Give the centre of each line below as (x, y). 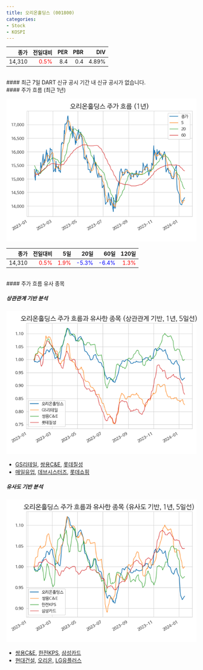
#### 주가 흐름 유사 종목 (36, 283)
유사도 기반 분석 (25, 487)
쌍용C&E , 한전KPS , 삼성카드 (48, 652)
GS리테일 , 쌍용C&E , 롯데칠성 (49, 464)
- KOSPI (16, 32)
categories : (21, 19)
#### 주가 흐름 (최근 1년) (36, 90)
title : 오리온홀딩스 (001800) (40, 13)
